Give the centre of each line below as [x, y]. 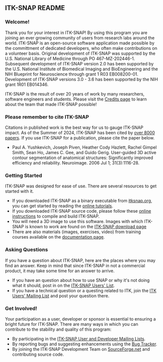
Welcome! [17, 22]
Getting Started [24, 175]
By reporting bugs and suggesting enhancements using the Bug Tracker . [85, 344]
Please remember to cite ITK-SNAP [47, 117]
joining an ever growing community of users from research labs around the [80, 38]
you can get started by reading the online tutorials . [63, 206]
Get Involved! [21, 308]
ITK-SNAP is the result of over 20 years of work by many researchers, [75, 94]
